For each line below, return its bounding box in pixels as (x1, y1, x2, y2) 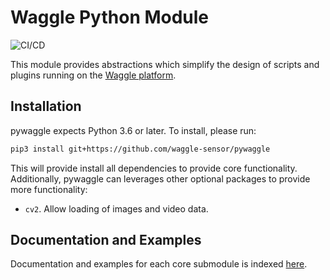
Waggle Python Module (10, 6, 210, 29)
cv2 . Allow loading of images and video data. (24, 202, 209, 215)
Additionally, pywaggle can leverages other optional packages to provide (10, 172, 311, 185)
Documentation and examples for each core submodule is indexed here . (10, 258, 308, 270)
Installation (10, 98, 82, 115)
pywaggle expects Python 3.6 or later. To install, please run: (10, 124, 257, 136)
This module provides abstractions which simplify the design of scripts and (10, 58, 320, 70)
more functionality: (10, 183, 88, 195)
